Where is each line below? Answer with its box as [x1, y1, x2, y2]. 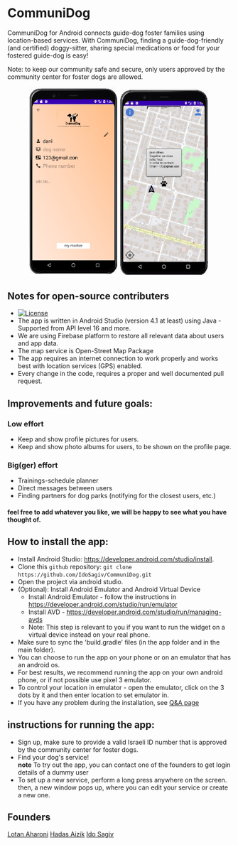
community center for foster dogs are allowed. [7, 72, 144, 81]
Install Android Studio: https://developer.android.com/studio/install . [17, 554, 215, 563]
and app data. [17, 339, 59, 348]
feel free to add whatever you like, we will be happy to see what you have [7, 508, 227, 517]
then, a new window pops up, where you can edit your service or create [17, 783, 229, 792]
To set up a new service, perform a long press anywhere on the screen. [17, 775, 227, 784]
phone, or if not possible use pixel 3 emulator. [17, 675, 152, 684]
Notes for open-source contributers [7, 290, 169, 303]
